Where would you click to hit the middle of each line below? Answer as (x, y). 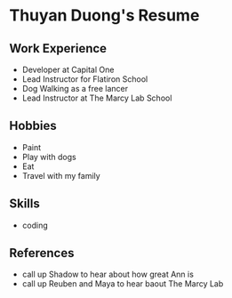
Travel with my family (61, 175)
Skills (24, 204)
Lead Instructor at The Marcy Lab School (97, 98)
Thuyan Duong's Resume (104, 16)
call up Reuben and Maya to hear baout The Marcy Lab (123, 284)
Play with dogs (49, 157)
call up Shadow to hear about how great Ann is (108, 274)
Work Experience (58, 48)
